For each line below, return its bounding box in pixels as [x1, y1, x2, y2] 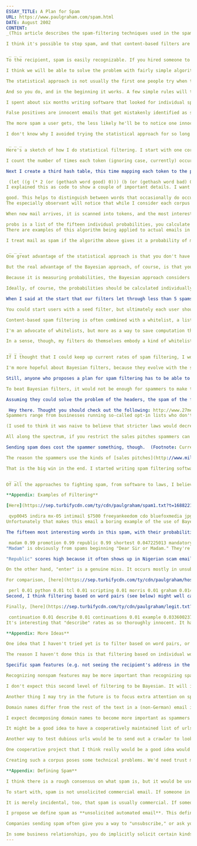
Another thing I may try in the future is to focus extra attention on [6, 694, 185, 699]
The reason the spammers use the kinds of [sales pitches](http [6, 455, 167, 461]
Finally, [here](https [6, 603, 62, 610]
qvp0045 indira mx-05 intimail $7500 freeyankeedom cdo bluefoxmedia [8, 514, 182, 519]
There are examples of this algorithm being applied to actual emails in [6, 227, 191, 233]
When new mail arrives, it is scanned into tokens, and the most [6, 211, 169, 217]
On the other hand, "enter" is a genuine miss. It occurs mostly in [6, 566, 177, 572]
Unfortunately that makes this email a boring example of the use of [6, 519, 180, 525]
